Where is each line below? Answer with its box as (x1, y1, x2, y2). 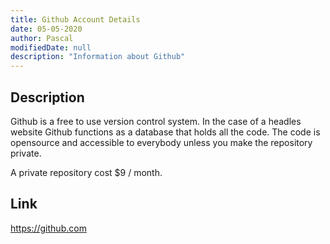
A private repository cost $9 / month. (10, 166, 163, 178)
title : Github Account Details (10, 14, 141, 25)
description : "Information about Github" (10, 52, 186, 62)
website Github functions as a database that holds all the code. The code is (10, 126, 321, 138)
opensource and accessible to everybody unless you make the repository (10, 136, 313, 148)
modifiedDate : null (10, 42, 92, 53)
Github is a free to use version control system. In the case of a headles (10, 115, 302, 127)
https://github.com (10, 222, 87, 234)
